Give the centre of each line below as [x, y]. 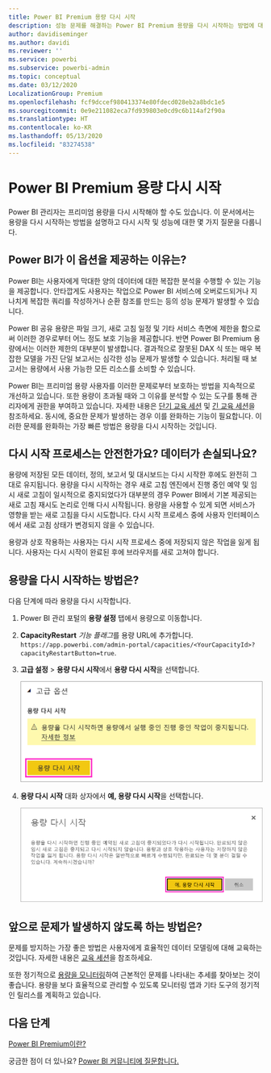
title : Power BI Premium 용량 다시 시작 [72, 17]
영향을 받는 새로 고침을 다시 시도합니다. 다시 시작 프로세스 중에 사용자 [117, 515]
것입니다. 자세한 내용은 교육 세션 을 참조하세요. [81, 958]
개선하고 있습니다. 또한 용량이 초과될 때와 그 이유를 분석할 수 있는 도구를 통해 [129, 396]
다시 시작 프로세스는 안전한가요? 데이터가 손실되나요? [133, 453]
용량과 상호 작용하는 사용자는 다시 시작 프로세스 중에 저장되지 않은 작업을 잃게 [130, 542]
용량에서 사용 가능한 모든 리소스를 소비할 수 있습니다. [113, 368]
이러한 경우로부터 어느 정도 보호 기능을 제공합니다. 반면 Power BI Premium [134, 338]
